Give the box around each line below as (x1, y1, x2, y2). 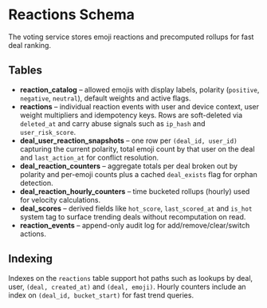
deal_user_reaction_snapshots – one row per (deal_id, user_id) (19, 136, 238, 145)
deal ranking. (8, 40, 52, 49)
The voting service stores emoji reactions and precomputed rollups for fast (8, 32, 254, 41)
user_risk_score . (19, 127, 77, 136)
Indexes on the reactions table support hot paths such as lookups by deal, (8, 273, 253, 282)
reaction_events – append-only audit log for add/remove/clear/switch (19, 220, 250, 230)
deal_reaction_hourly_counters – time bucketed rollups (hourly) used (19, 186, 250, 196)
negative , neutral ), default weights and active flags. (19, 93, 191, 103)
